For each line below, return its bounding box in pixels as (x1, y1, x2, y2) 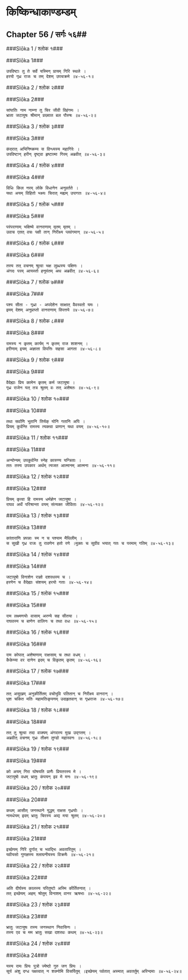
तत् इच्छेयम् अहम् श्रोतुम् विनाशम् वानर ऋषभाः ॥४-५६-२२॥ (6, 890, 111, 896)
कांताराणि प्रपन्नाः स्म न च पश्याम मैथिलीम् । (6, 535, 83, 541)
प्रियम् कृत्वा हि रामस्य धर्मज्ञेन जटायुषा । (6, 496, 77, 502)
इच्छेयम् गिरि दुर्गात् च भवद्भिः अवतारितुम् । (6, 847, 81, 853)
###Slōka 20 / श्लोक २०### (6, 784, 71, 791)
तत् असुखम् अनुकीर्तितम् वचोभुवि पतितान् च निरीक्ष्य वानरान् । (6, 691, 114, 697)
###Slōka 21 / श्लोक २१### (6, 823, 69, 830)
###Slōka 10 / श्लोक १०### (6, 395, 69, 402)
